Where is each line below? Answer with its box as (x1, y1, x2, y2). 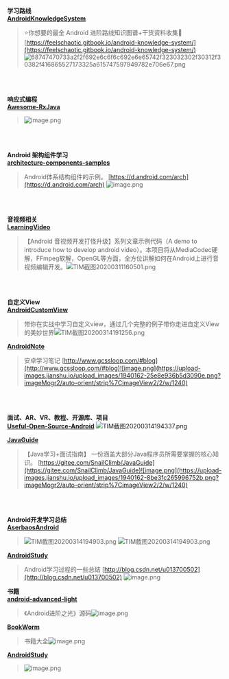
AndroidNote (7, 343, 45, 350)
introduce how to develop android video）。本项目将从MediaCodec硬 (23, 246, 218, 253)
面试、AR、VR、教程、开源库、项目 (7, 413, 108, 422)
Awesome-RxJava (7, 103, 60, 111)
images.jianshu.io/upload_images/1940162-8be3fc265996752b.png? (23, 474, 219, 481)
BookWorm (7, 623, 40, 631)
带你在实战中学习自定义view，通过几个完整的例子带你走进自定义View (23, 320, 219, 328)
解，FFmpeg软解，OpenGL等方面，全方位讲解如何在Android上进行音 (23, 254, 219, 262)
